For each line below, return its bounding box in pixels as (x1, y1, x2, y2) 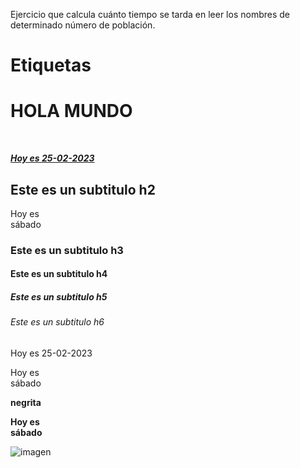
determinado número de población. (10, 19, 156, 31)
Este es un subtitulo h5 (10, 291, 108, 303)
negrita (10, 397, 42, 409)
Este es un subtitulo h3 (10, 243, 124, 257)
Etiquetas (10, 54, 92, 77)
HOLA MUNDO (10, 100, 133, 123)
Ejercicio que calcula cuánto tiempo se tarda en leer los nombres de (10, 9, 290, 20)
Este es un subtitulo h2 (10, 181, 156, 198)
